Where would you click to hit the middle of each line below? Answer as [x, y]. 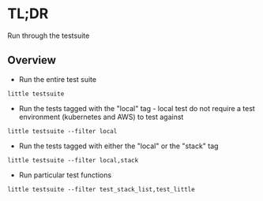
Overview [32, 60]
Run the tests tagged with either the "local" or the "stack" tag [118, 146]
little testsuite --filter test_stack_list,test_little [101, 189]
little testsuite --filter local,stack [73, 160]
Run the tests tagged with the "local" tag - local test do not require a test [137, 108]
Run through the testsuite [49, 35]
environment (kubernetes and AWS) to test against [101, 117]
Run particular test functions [65, 175]
